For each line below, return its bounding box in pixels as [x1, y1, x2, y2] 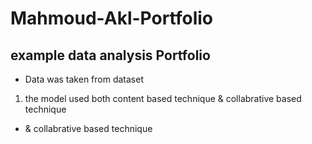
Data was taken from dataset [24, 73, 144, 85]
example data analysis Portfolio [10, 47, 211, 64]
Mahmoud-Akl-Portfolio [10, 7, 214, 30]
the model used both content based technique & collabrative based [24, 93, 302, 104]
